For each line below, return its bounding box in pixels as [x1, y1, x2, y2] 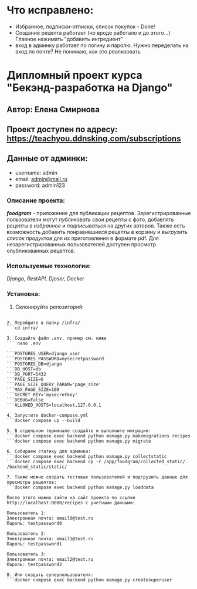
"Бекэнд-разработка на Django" [6, 81, 173, 95]
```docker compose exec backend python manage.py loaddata [6, 484, 154, 490]
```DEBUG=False [6, 397, 44, 403]
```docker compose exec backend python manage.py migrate [6, 438, 151, 444]
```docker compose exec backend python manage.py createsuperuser [6, 577, 172, 583]
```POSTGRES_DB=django [6, 361, 62, 367]
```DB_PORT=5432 [6, 371, 46, 377]
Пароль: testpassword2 [6, 561, 62, 567]
